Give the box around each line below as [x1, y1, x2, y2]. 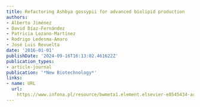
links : [6, 75, 23, 81]
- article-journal [6, 64, 52, 70]
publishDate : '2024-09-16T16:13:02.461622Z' [6, 53, 118, 59]
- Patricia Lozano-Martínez [6, 31, 76, 37]
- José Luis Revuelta [6, 42, 60, 48]
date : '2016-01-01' [6, 48, 55, 53]
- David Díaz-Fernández [6, 25, 65, 32]
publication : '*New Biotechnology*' [6, 70, 97, 75]
